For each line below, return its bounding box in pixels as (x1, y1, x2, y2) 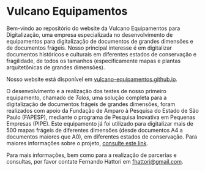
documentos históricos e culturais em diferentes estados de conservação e (6, 50, 197, 58)
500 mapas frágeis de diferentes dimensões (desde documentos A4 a (6, 126, 183, 134)
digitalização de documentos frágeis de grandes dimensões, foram (6, 100, 176, 108)
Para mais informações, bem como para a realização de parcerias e (6, 151, 177, 159)
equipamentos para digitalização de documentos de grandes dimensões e (6, 37, 194, 45)
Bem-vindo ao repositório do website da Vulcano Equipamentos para (6, 25, 181, 32)
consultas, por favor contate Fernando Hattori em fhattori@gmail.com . (6, 158, 184, 165)
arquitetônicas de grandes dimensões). (6, 63, 105, 71)
